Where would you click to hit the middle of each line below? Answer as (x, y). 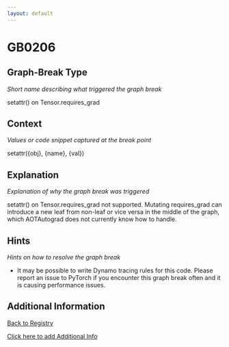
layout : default (30, 13)
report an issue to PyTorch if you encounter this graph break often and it (119, 278)
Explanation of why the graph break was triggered (78, 192)
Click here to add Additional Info (52, 336)
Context (25, 124)
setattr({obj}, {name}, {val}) (46, 153)
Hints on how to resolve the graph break (64, 257)
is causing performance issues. (61, 285)
